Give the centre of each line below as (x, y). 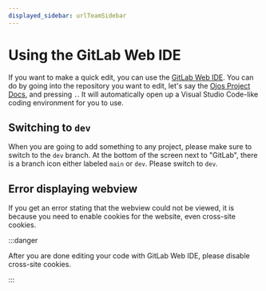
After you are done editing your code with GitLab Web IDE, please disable (129, 256)
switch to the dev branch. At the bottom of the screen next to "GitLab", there (133, 155)
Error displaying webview (73, 189)
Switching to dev (50, 127)
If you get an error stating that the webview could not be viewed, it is (121, 208)
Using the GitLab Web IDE (95, 55)
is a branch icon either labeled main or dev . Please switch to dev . (113, 163)
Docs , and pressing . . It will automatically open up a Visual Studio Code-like (133, 94)
